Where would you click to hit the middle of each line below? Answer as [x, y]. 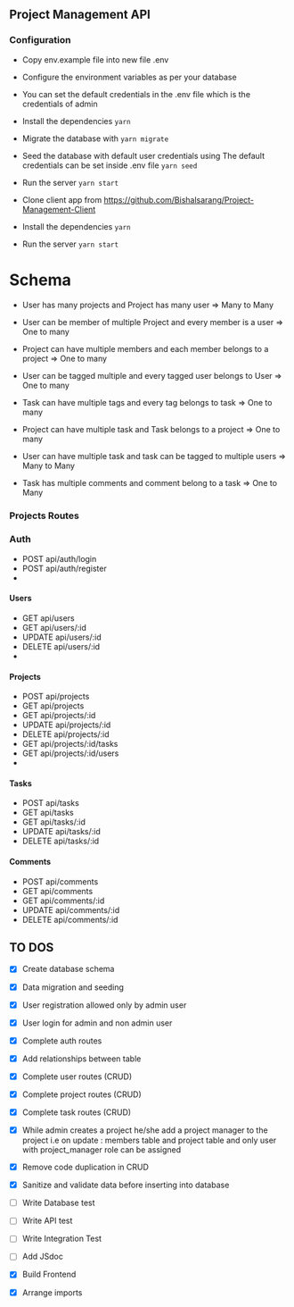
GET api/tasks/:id [54, 822]
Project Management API [80, 15]
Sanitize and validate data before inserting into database [126, 1185]
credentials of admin [60, 104]
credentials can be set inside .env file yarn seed [110, 165]
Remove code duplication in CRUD [86, 1167]
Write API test [47, 1221]
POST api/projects [56, 697]
